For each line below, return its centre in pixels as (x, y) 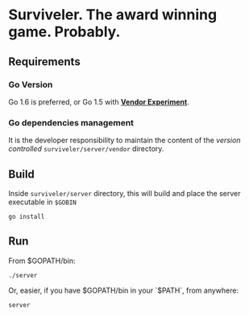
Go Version (31, 84)
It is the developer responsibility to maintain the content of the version (124, 140)
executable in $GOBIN (42, 202)
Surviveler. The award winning (113, 15)
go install (27, 216)
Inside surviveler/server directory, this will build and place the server (124, 193)
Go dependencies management (71, 122)
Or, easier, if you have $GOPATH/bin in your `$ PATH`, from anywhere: (124, 290)
